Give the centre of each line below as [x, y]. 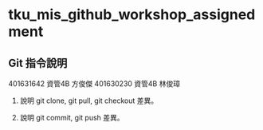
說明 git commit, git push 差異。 [72, 118]
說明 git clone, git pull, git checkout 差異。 [89, 100]
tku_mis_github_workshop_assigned [132, 15]
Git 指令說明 [38, 63]
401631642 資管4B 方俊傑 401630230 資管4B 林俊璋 [94, 84]
